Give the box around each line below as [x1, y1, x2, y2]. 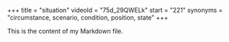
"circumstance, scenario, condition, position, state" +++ [7, 13, 169, 22]
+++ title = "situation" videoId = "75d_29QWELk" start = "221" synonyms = [7, 6, 223, 14]
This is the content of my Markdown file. [7, 27, 124, 35]
